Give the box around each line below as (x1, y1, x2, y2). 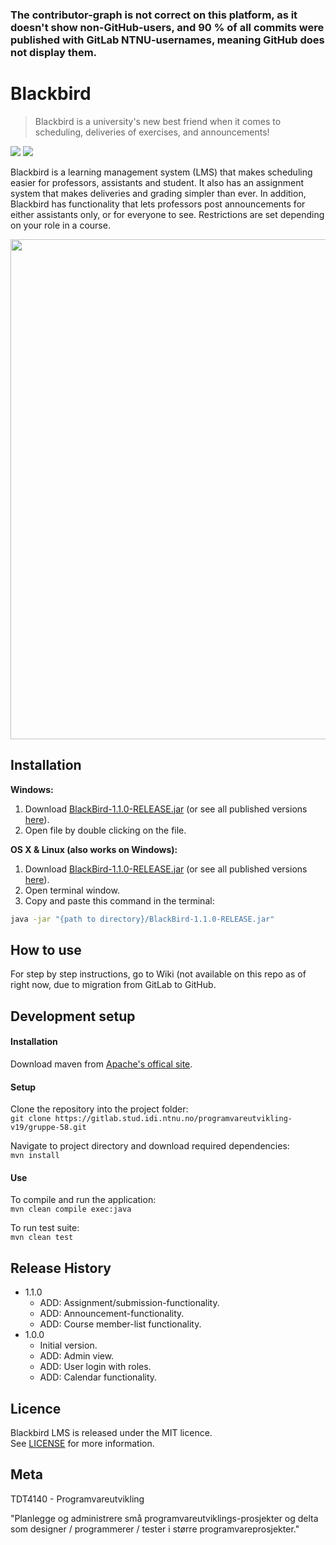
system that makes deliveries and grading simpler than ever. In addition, (10, 187, 307, 199)
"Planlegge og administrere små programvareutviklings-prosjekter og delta (10, 1512, 319, 1524)
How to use (10, 941, 82, 958)
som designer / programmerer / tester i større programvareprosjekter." (10, 1523, 300, 1535)
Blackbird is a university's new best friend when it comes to (34, 115, 282, 127)
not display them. (10, 45, 98, 59)
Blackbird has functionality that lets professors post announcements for (10, 198, 306, 210)
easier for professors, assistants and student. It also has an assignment (10, 176, 305, 188)
